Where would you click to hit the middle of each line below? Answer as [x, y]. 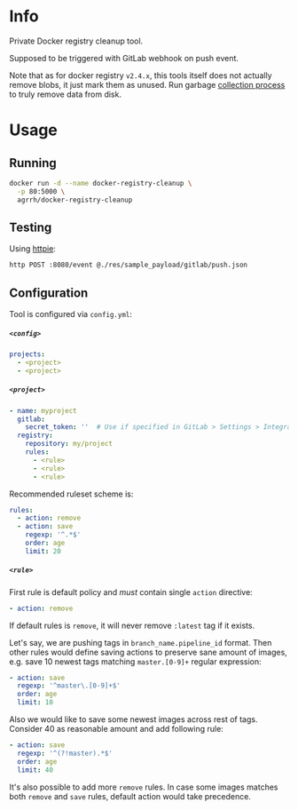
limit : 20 [43, 551]
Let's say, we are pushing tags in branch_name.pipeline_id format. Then [141, 642]
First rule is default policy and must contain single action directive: [131, 592]
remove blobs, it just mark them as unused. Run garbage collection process [147, 84]
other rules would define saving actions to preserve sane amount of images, [149, 652]
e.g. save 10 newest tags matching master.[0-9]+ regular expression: [135, 661]
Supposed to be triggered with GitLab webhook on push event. [124, 58]
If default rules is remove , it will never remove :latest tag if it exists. [132, 625]
